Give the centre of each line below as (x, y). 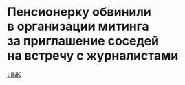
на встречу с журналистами (93, 56)
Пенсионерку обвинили (79, 12)
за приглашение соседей (83, 41)
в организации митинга (78, 26)
